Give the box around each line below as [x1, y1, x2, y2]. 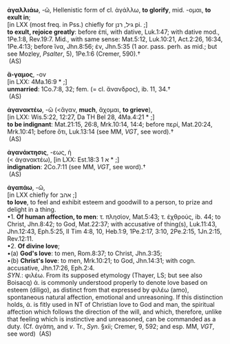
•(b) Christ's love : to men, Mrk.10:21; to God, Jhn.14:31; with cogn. [7, 257, 196, 264]
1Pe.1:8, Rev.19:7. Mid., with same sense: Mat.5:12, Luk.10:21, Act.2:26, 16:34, [7, 35, 223, 43]
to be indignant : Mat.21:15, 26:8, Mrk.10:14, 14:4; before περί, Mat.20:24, [7, 120, 213, 128]
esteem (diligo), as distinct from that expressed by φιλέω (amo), [7, 286, 189, 294]
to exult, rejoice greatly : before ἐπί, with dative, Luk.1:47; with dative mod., [7, 28, 220, 36]
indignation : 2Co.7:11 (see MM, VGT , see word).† [7, 163, 146, 171]
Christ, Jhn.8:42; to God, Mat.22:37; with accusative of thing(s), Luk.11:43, [7, 220, 218, 228]
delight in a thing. [7, 206, 56, 213]
